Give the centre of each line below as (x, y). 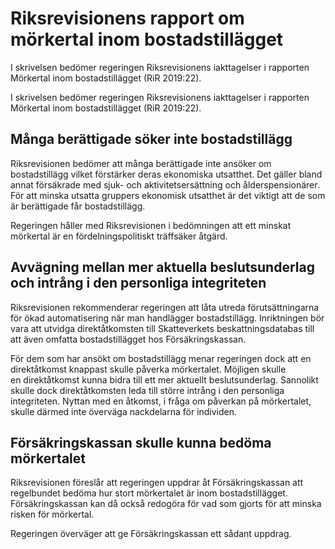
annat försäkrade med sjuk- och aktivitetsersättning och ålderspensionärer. (165, 184)
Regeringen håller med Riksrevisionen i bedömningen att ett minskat (151, 225)
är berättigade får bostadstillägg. (78, 206)
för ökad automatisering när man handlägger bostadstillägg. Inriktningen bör (167, 318)
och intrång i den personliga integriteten (138, 283)
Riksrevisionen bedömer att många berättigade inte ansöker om (141, 163)
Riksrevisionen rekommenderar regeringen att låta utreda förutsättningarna (165, 307)
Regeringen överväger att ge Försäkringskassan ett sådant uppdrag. (151, 534)
